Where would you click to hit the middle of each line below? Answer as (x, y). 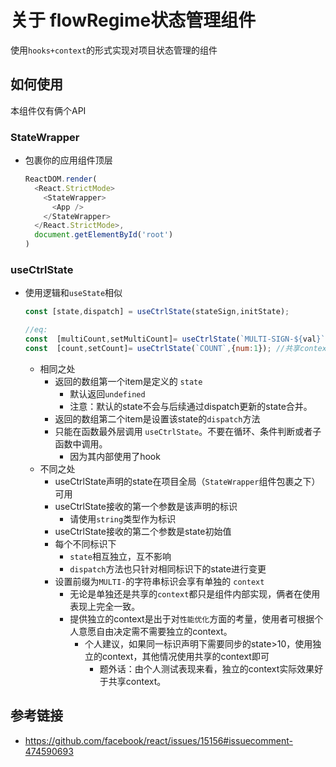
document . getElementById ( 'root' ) (104, 235)
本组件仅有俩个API (48, 110)
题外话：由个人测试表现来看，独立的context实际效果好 (211, 668)
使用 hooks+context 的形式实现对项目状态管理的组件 (114, 50)
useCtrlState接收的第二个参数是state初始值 (143, 531)
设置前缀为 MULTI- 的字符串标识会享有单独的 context (159, 581)
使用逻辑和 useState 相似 (73, 293)
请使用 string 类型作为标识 (123, 518)
